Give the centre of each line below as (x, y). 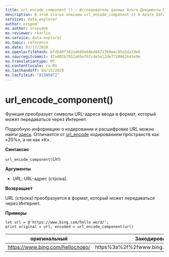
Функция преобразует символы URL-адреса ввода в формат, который (80, 114)
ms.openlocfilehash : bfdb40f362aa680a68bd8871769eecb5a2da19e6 (73, 52)
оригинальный (49, 238)
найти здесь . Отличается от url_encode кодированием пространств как (82, 134)
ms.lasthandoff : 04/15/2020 (35, 71)
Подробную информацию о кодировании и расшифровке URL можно (80, 129)
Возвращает (19, 188)
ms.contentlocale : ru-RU (31, 66)
